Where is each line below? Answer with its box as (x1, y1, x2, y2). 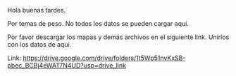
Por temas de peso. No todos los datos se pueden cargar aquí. (7, 20, 189, 27)
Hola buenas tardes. (7, 6, 66, 14)
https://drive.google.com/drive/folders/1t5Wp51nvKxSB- (23, 54, 186, 62)
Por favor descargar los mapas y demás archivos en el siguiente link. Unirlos (7, 33, 230, 41)
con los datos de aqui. (7, 40, 72, 48)
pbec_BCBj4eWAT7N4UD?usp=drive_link (7, 61, 127, 69)
